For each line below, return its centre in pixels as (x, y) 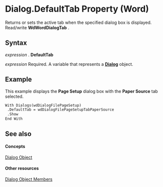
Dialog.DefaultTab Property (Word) (77, 9)
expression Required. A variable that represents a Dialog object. (69, 64)
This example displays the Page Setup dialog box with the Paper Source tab (81, 91)
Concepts (15, 147)
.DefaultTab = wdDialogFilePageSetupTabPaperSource (61, 110)
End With (14, 119)
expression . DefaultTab (29, 55)
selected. (14, 96)
